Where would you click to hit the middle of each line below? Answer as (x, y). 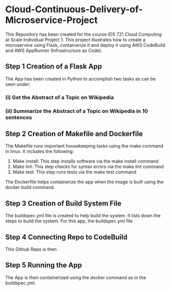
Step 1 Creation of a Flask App (54, 66)
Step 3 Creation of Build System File (63, 203)
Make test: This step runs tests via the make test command (74, 172)
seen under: (18, 84)
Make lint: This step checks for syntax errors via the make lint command (88, 167)
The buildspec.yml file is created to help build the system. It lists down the (83, 216)
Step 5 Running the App (44, 265)
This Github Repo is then (31, 249)
